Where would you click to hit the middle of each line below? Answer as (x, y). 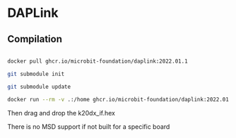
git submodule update (39, 87)
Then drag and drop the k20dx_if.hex (61, 113)
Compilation (35, 39)
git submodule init (36, 74)
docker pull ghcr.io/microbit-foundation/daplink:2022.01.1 (98, 61)
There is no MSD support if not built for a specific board (89, 126)
